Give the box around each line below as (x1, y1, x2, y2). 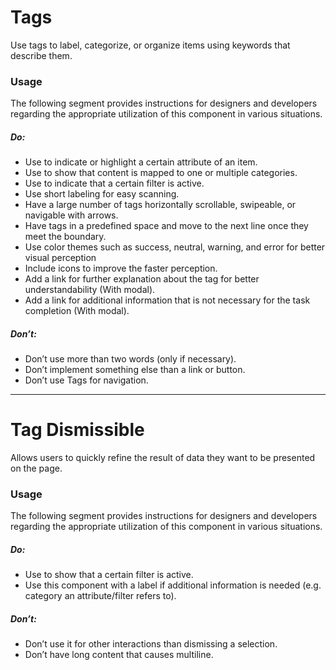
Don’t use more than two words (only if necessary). (24, 353, 237, 365)
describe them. (10, 49, 73, 61)
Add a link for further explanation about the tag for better (24, 273, 260, 285)
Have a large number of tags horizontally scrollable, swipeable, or (24, 199, 297, 211)
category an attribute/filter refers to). (24, 590, 177, 602)
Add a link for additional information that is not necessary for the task (24, 294, 311, 306)
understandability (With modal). (24, 284, 156, 296)
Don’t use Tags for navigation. (24, 374, 149, 386)
